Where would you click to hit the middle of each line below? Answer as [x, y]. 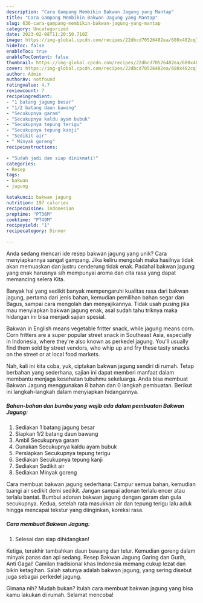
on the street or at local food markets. [53, 354]
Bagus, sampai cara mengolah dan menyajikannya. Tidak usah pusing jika [98, 304]
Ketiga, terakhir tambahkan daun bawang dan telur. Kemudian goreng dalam [101, 551]
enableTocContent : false [37, 57]
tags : [13, 175]
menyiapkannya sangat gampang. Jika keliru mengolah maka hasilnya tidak [100, 260]
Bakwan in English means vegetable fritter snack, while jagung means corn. [100, 328]
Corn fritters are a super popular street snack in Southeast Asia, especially [99, 335]
